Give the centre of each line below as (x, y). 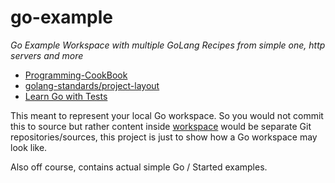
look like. (29, 147)
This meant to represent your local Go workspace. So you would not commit (167, 115)
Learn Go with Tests (66, 96)
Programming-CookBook (76, 75)
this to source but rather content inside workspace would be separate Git (161, 126)
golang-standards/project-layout (92, 85)
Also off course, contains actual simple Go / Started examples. (139, 167)
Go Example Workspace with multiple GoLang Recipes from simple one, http (168, 45)
